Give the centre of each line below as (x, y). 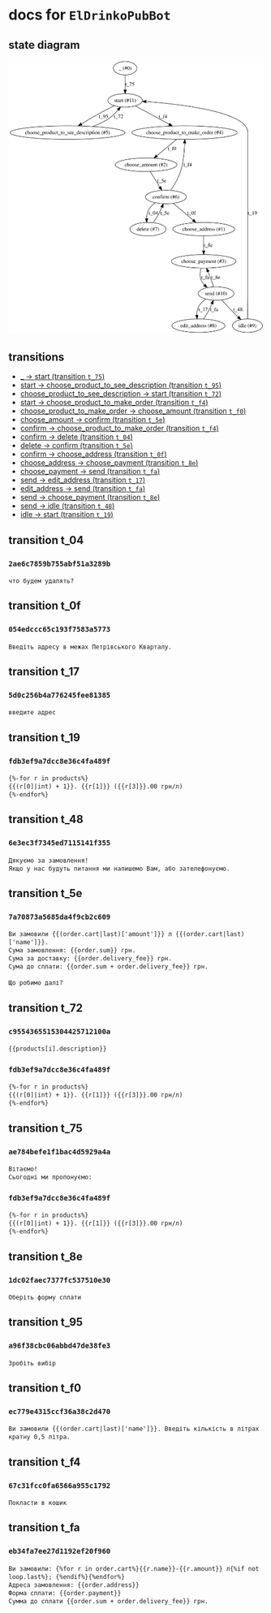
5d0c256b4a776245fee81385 (60, 695)
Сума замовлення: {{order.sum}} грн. (72, 951)
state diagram (44, 45)
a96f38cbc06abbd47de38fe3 (60, 1346)
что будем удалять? (41, 581)
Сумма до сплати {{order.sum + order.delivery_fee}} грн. (108, 1601)
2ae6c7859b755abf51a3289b (60, 563)
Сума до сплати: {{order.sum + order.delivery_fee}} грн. (108, 967)
